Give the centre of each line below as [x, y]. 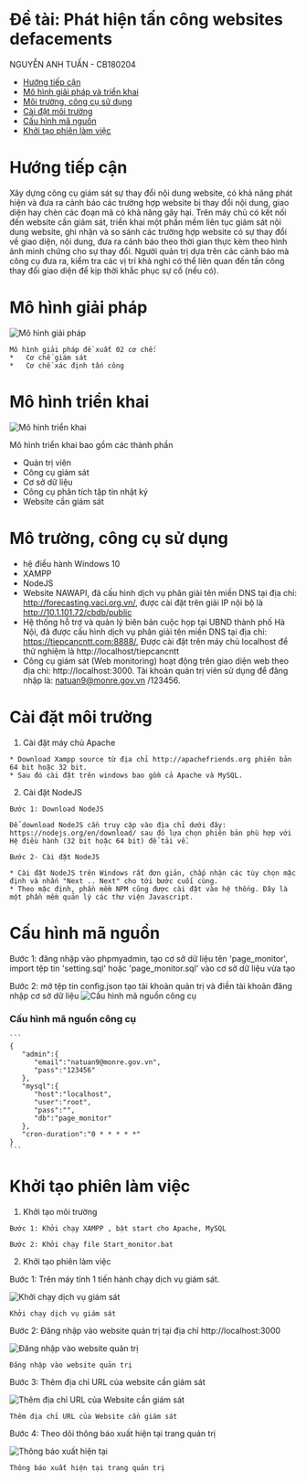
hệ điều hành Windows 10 [71, 563]
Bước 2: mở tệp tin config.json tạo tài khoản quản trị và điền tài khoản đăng [151, 986]
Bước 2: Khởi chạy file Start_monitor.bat [91, 1244]
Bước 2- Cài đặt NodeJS [55, 857]
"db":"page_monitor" [73, 1118]
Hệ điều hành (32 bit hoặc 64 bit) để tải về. [100, 841]
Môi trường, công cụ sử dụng [77, 101]
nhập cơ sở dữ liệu [44, 996]
